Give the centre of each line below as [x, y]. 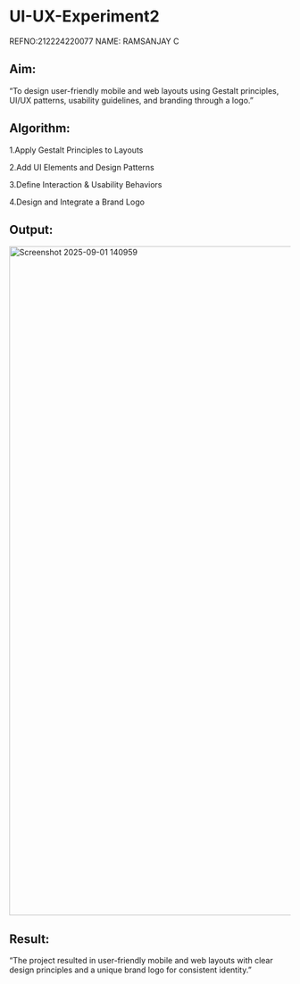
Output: [31, 229]
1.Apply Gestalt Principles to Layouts [76, 150]
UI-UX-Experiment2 [84, 17]
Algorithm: [40, 128]
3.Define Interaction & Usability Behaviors [86, 184]
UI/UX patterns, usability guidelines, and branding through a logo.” [132, 100]
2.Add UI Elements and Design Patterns [82, 167]
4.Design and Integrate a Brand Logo [77, 202]
